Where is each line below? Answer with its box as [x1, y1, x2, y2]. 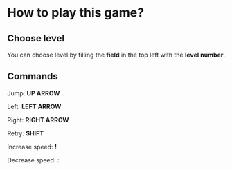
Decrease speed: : [7, 155, 60, 164]
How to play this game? [7, 5, 144, 21]
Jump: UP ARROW [7, 88, 60, 97]
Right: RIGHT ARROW [7, 115, 69, 124]
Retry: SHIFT [7, 129, 44, 138]
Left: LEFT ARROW [7, 102, 62, 111]
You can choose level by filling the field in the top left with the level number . [7, 50, 226, 59]
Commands [7, 70, 59, 82]
